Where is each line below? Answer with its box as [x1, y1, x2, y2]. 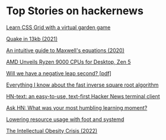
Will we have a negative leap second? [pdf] [6, 69, 111, 77]
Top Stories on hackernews [6, 4, 144, 18]
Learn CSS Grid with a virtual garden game [6, 24, 111, 31]
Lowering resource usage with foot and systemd [6, 116, 124, 123]
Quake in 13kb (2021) [6, 35, 58, 42]
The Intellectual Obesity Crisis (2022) [6, 127, 98, 134]
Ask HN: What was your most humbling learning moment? [6, 104, 148, 111]
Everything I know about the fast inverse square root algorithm [6, 81, 159, 88]
